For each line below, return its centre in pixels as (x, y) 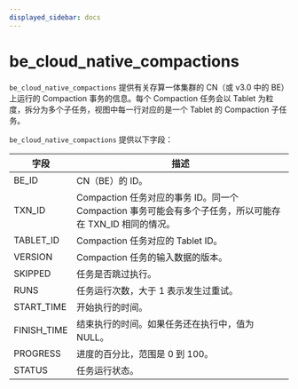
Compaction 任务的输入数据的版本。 (152, 257)
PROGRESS (38, 353)
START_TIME (40, 306)
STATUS (31, 369)
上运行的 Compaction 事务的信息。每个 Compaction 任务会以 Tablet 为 (137, 98)
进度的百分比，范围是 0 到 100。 (145, 353)
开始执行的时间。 (112, 307)
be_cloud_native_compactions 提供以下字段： (91, 139)
